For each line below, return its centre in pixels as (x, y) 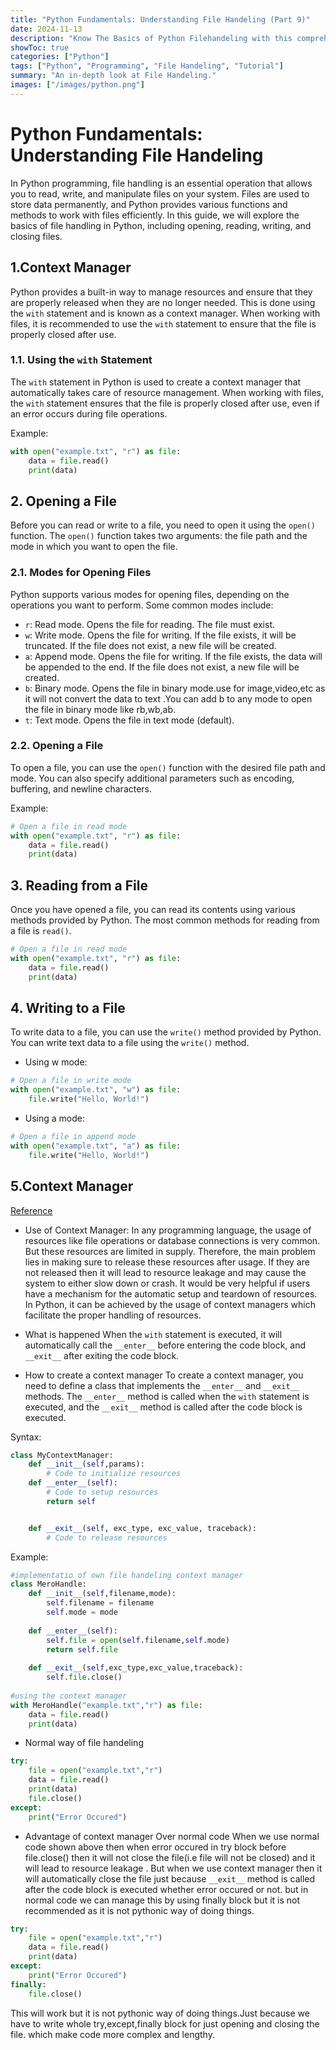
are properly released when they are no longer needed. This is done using (163, 302)
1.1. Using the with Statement (81, 360)
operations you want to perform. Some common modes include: (142, 605)
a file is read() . (41, 931)
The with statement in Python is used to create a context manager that (156, 382)
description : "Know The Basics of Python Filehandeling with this (151, 38)
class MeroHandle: (48, 1584)
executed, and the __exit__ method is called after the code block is (163, 1407)
